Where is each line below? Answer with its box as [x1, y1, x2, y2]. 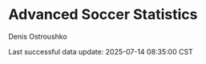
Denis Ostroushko [8, 32, 68, 41]
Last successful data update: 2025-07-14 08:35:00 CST [8, 47, 194, 56]
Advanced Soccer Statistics [8, 6, 198, 24]
